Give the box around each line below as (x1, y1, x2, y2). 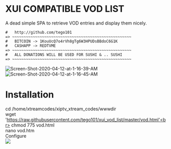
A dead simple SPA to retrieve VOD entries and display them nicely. (5, 20, 147, 26)
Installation (5, 89, 54, 101)
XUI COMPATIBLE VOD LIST (5, 3, 124, 15)
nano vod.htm (5, 127, 35, 133)
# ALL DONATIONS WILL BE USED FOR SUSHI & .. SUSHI (5, 52, 123, 57)
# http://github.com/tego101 (5, 30, 72, 35)
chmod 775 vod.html (11, 122, 55, 128)
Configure (5, 133, 27, 139)
